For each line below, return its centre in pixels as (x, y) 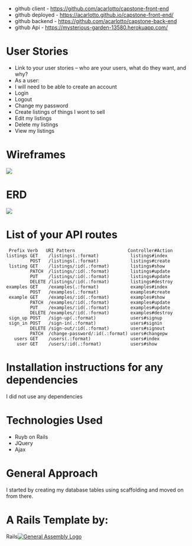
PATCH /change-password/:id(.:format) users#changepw (99, 333)
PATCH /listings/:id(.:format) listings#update (100, 271)
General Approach (52, 473)
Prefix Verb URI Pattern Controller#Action (91, 250)
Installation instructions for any (85, 367)
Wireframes (36, 155)
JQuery (24, 443)
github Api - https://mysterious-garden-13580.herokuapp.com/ (91, 27)
